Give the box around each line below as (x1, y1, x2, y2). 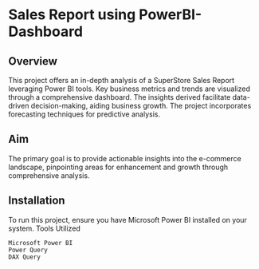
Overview (8, 54, 58, 68)
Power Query (8, 246, 48, 254)
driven (8, 101, 29, 110)
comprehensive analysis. (8, 170, 90, 180)
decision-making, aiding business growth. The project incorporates (30, 101, 252, 110)
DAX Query (8, 253, 41, 261)
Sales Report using (8, 6, 136, 24)
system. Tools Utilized (8, 224, 81, 233)
